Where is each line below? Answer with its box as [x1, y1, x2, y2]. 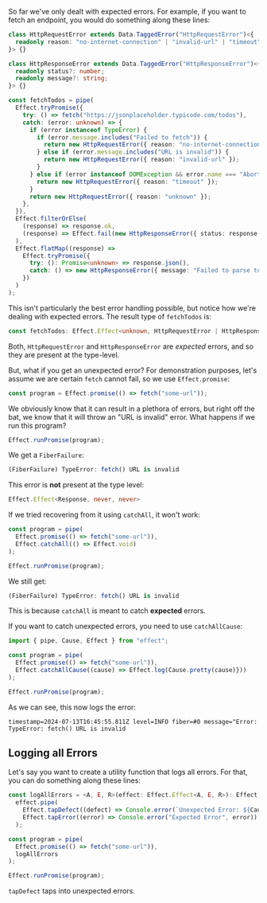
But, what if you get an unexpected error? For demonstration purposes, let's [8, 365, 257, 375]
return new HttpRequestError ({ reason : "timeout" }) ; [37, 178, 219, 186]
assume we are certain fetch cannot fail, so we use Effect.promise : [8, 373, 230, 383]
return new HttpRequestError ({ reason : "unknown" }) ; [29, 193, 212, 201]
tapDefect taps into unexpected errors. [8, 886, 135, 896]
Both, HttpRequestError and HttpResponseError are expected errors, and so [8, 342, 254, 351]
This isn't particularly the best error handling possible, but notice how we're [8, 303, 257, 313]
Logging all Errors [8, 746, 98, 760]
